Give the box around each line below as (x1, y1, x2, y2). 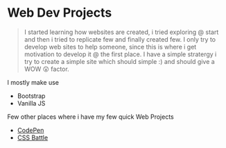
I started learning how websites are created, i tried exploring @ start (24, 28, 219, 36)
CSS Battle (17, 133, 49, 142)
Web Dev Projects (7, 5, 112, 21)
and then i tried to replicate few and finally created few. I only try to (24, 35, 216, 43)
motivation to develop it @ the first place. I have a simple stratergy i (24, 50, 217, 58)
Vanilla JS (17, 99, 46, 107)
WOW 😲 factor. (24, 65, 69, 73)
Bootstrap (17, 92, 46, 100)
